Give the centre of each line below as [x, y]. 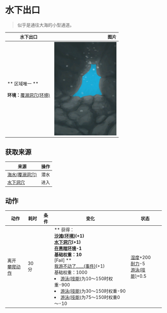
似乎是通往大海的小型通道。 [46, 25]
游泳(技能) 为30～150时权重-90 [93, 291]
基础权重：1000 [71, 273]
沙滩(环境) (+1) [69, 236]
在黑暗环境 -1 [68, 248]
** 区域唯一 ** [23, 83]
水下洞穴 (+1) [67, 242]
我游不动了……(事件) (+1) [80, 266]
